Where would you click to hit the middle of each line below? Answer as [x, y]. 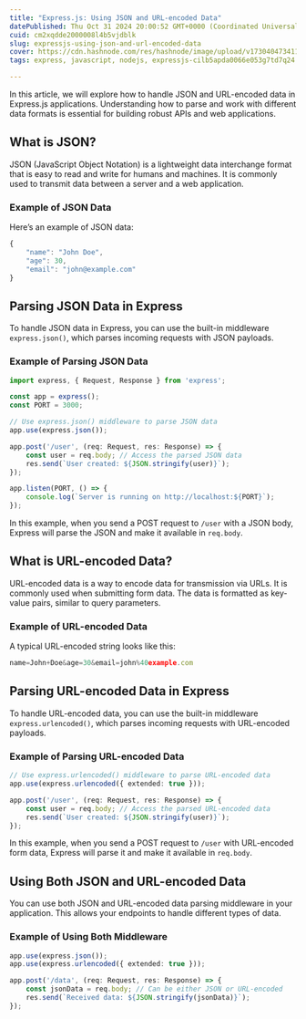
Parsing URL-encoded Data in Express [119, 691]
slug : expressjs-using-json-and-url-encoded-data [106, 43]
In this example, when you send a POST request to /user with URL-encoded [152, 843]
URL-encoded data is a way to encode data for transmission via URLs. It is [148, 583]
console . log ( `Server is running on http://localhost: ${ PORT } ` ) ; [150, 497]
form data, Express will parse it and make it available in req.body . [131, 853]
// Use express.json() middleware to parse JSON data [114, 422]
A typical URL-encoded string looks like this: [92, 646]
